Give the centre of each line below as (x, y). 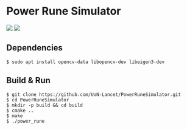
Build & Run (28, 80)
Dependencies (34, 48)
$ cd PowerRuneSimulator (38, 100)
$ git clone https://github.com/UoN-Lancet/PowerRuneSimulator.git (94, 94)
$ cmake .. (20, 111)
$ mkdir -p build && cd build (45, 105)
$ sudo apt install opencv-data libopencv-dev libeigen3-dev (86, 62)
